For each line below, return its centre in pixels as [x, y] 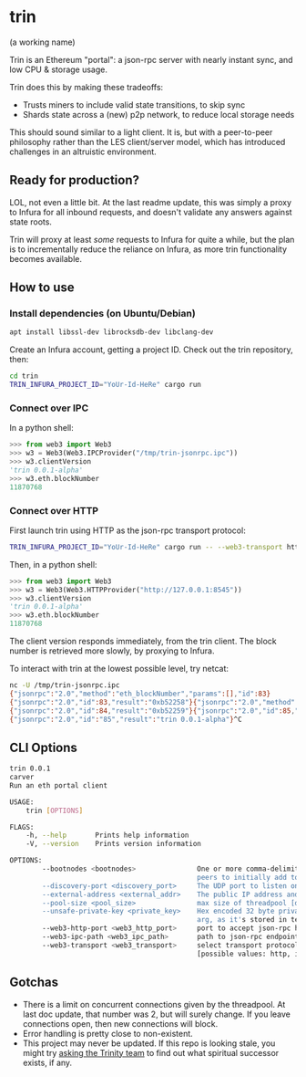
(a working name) [42, 42]
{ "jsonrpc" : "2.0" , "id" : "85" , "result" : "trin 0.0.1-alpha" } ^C [126, 719]
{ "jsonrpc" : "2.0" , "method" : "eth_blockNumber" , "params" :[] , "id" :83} [140, 694]
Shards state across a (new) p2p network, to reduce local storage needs [158, 114]
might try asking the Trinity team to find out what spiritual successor [151, 1052]
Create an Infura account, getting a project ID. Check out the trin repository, [151, 350]
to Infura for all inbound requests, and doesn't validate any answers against [151, 212]
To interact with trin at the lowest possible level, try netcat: [119, 669]
